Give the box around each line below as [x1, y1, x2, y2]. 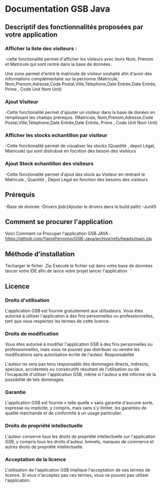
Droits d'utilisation [5, 297, 50, 303]
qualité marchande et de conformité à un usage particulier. [5, 410, 122, 416]
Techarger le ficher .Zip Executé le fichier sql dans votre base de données [5, 263, 153, 269]
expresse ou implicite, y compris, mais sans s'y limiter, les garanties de [5, 405, 147, 411]
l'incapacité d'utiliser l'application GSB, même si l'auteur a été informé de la [5, 372, 156, 377]
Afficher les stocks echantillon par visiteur [5, 132, 108, 139]
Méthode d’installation [5, 250, 75, 258]
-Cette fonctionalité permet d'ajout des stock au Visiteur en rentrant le [5, 171, 146, 177]
